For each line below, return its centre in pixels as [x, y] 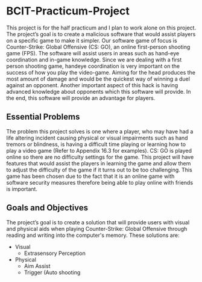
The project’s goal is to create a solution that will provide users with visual [98, 222]
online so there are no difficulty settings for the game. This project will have [100, 157]
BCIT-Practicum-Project [68, 11]
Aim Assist [37, 266]
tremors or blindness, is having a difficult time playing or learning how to [96, 144]
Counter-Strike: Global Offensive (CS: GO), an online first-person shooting [98, 47]
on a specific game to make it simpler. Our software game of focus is [92, 40]
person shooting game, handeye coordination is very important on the [93, 66]
